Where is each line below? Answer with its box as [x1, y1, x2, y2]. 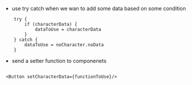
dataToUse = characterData [34, 26, 102, 32]
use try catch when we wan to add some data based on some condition [11, 5, 186, 12]
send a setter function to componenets [11, 57, 107, 64]
